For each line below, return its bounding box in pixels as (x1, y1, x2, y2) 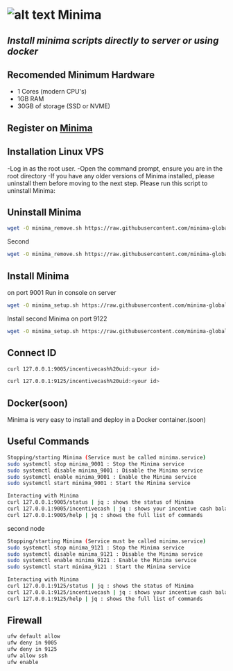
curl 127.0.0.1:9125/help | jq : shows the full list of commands (7, 595, 203, 602)
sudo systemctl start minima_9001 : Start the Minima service (7, 479, 191, 487)
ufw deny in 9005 (7, 639, 58, 647)
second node (7, 524, 45, 532)
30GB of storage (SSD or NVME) (17, 102, 111, 110)
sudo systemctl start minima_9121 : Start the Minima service (7, 563, 191, 570)
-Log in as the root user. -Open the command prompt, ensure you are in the (7, 164, 223, 173)
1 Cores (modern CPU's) (17, 87, 87, 96)
